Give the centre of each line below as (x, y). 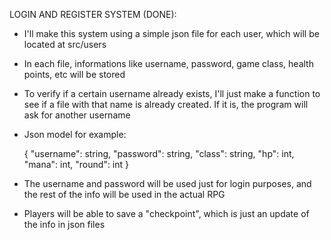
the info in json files (64, 224)
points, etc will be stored (74, 74)
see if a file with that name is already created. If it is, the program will (166, 104)
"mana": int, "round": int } (76, 164)
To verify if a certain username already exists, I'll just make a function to (172, 93)
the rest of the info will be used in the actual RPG (124, 194)
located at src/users (65, 44)
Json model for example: (75, 134)
